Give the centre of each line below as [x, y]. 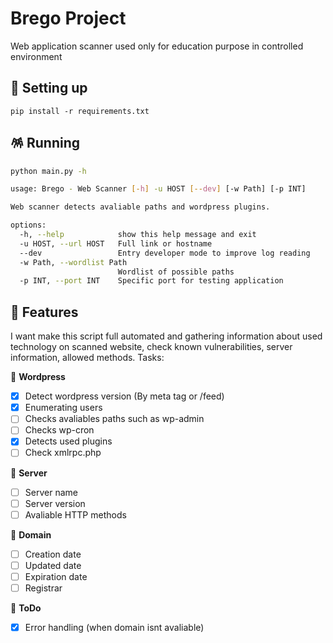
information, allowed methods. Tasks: [87, 358]
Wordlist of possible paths [176, 272]
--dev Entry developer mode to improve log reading [165, 253]
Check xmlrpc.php [63, 453]
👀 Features [44, 312]
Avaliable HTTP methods [75, 514]
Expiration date [56, 576]
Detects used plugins [68, 441]
